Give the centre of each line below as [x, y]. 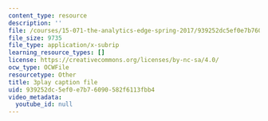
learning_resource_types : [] [57, 53]
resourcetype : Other [43, 75]
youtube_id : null [44, 104]
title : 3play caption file [53, 82]
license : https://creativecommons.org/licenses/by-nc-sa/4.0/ [114, 60]
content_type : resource [48, 16]
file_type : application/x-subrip [64, 45]
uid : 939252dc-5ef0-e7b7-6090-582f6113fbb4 [82, 90]
